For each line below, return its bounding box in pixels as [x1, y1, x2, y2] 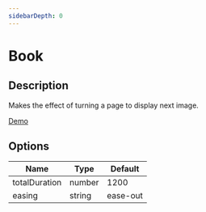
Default [110, 163, 140, 175]
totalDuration [12, 177, 62, 189]
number [69, 177, 99, 189]
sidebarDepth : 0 [8, 11, 63, 20]
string [69, 190, 92, 201]
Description [8, 78, 69, 93]
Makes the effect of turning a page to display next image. [8, 100, 200, 110]
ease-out [107, 190, 143, 201]
